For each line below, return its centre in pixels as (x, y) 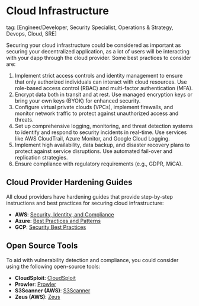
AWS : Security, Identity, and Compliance (64, 214)
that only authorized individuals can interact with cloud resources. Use (101, 82)
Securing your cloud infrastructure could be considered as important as (94, 45)
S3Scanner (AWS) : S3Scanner (52, 290)
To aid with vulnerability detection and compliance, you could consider (92, 260)
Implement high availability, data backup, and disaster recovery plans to (102, 145)
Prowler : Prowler (35, 284)
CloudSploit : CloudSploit (45, 278)
